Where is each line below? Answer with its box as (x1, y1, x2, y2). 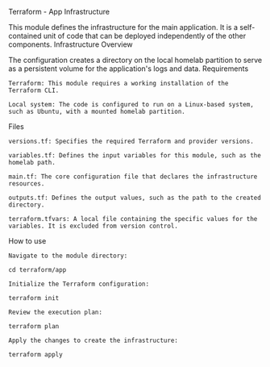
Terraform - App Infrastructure (8, 7, 110, 16)
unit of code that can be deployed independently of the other (43, 31, 247, 40)
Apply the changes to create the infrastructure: (8, 336, 179, 344)
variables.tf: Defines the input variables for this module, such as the (8, 152, 262, 160)
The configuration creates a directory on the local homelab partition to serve (8, 56, 263, 65)
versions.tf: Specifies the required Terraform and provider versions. (8, 137, 254, 145)
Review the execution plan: (8, 308, 103, 316)
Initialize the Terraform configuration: (8, 280, 150, 288)
